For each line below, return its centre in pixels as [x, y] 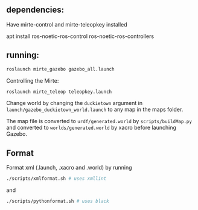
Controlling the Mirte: [33, 80]
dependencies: [35, 10]
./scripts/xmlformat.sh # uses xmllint [56, 179]
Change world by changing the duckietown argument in [75, 103]
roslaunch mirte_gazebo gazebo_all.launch [60, 69]
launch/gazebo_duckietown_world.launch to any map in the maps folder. [95, 110]
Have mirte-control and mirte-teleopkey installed [67, 24]
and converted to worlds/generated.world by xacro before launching [91, 128]
